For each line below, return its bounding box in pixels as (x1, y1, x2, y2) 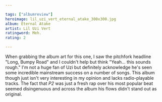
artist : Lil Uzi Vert (5, 26, 51, 31)
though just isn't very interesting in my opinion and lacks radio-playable (5, 75, 154, 81)
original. (5, 91, 22, 97)
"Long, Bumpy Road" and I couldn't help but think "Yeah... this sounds (5, 59, 151, 65)
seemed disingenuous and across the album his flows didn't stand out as (5, 86, 157, 91)
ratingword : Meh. (5, 31, 42, 36)
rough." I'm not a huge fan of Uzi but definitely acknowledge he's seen (5, 64, 152, 70)
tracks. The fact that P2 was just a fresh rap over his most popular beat (5, 80, 153, 86)
